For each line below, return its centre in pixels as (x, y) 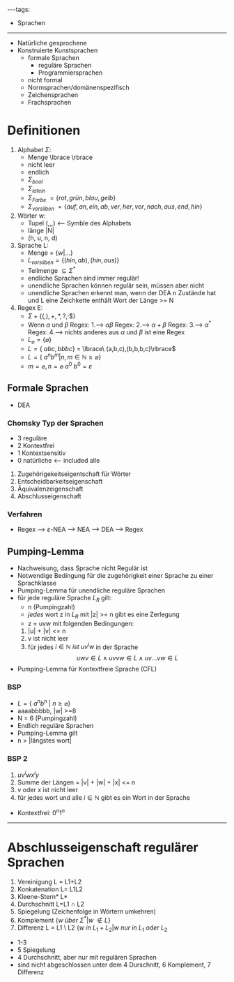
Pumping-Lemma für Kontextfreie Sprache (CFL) (87, 669)
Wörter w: (32, 216)
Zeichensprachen (53, 95)
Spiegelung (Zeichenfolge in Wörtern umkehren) (87, 911)
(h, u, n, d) (42, 238)
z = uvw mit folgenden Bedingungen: (81, 623)
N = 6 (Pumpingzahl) (47, 718)
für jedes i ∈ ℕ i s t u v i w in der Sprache (83, 646)
